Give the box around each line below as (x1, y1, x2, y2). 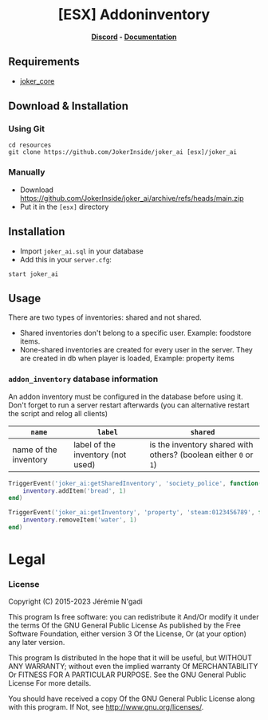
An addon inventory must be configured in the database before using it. (8, 391, 243, 401)
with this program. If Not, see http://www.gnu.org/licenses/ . (8, 702, 204, 712)
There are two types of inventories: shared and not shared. (8, 313, 202, 322)
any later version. (8, 638, 65, 647)
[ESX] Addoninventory (57, 6, 211, 24)
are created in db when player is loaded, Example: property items (19, 353, 235, 364)
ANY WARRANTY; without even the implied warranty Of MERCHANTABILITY (8, 662, 258, 671)
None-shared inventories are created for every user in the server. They (19, 345, 253, 355)
